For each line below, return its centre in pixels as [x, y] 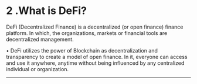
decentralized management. [40, 39]
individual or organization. [38, 69]
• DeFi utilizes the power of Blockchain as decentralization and [82, 50]
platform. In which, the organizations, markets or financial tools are [87, 33]
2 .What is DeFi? [46, 11]
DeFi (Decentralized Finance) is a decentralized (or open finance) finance [95, 27]
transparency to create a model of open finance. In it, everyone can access [97, 57]
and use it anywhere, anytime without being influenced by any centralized [95, 63]
